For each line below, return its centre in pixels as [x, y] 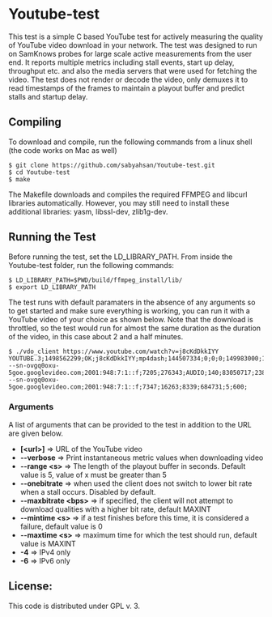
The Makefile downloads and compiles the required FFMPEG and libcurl [128, 194]
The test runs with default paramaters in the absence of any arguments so [132, 302]
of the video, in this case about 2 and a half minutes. [96, 336]
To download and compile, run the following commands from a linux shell [130, 142]
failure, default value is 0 [61, 526]
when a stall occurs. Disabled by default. [88, 491]
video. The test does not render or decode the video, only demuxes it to [128, 79]
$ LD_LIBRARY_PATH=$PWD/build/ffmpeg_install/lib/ [96, 280]
